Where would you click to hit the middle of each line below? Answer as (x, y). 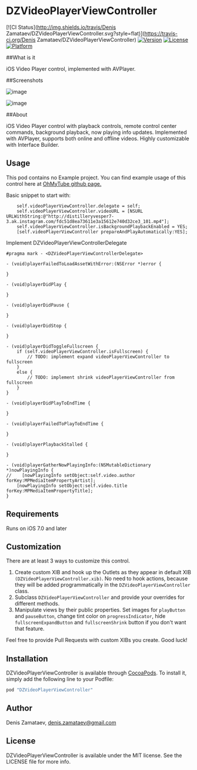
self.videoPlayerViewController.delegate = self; (79, 206)
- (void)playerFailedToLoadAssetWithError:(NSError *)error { (84, 264)
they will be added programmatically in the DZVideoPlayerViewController (102, 585)
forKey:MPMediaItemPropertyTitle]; (50, 491)
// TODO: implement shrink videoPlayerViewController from (101, 377)
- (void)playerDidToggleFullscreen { (52, 346)
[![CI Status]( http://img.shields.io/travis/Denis (61, 27)
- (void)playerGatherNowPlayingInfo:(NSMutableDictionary (79, 465)
